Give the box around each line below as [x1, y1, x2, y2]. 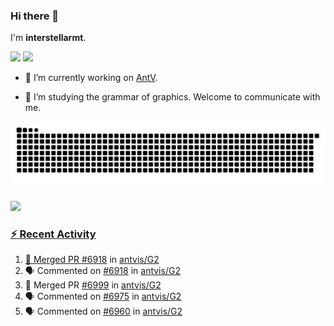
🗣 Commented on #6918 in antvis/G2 [24, 265, 181, 277]
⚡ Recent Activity [10, 227, 97, 241]
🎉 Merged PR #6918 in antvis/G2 [24, 254, 160, 266]
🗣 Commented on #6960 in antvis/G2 [24, 305, 183, 318]
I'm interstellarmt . [10, 32, 87, 44]
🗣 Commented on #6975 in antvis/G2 [24, 290, 182, 303]
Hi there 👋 [10, 9, 60, 23]
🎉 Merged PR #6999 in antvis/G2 [24, 279, 162, 291]
